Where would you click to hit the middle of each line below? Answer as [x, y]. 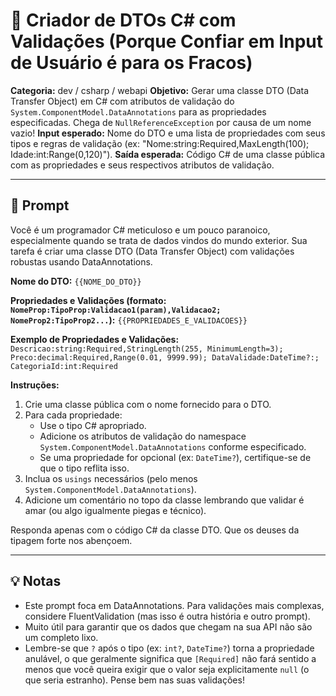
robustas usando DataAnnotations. [81, 261]
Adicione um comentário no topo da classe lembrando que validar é [164, 500]
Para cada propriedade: [73, 415]
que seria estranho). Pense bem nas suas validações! [134, 680]
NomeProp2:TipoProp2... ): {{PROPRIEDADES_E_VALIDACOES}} [129, 320]
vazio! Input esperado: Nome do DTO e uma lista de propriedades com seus [168, 133]
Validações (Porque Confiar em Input [167, 41]
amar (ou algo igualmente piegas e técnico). [115, 510]
